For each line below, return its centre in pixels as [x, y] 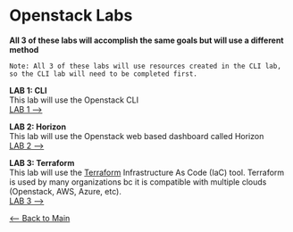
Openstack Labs [71, 16]
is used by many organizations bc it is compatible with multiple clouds [138, 182]
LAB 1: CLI [28, 90]
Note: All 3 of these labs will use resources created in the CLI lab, [145, 66]
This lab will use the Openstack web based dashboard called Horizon [137, 136]
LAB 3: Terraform [42, 162]
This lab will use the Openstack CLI [74, 100]
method [24, 49]
